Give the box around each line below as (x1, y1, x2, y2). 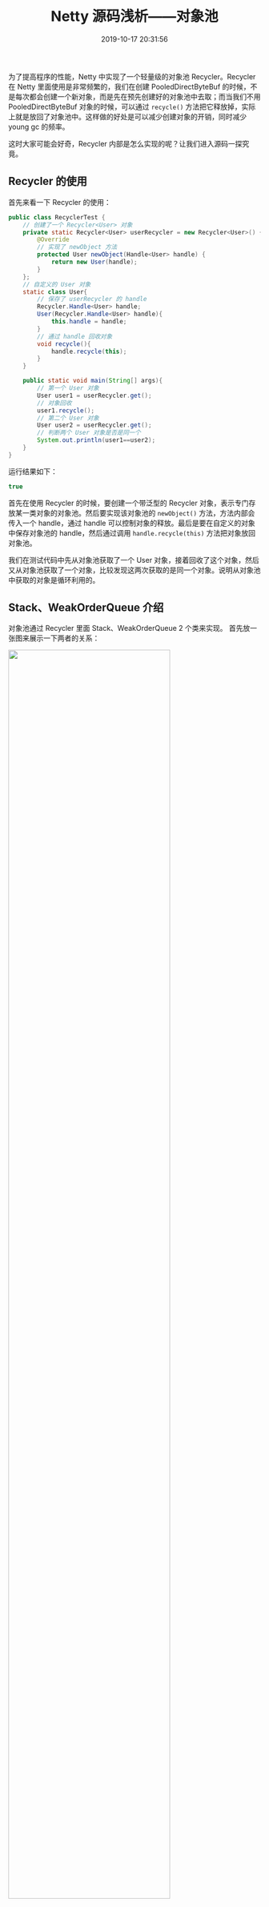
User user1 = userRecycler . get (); (37, 391, 152, 399)
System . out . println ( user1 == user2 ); (37, 436, 156, 444)
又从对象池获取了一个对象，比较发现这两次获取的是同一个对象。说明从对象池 (8, 565, 261, 575)
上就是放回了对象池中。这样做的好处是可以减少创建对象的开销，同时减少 (8, 111, 247, 121)
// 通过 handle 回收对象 (37, 332, 113, 340)
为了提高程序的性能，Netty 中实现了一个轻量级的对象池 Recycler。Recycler (8, 71, 256, 81)
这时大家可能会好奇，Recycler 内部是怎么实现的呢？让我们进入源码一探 (8, 139, 243, 148)
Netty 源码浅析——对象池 (50, 7, 219, 26)
